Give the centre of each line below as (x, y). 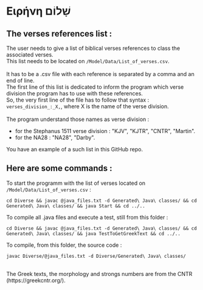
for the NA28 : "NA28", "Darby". (55, 137)
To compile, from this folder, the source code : (64, 245)
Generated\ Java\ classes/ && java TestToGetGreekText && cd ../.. (94, 233)
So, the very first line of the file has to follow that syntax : (78, 100)
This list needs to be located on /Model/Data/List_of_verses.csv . (88, 61)
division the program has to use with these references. (74, 93)
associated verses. (30, 55)
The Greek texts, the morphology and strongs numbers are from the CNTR (99, 274)
